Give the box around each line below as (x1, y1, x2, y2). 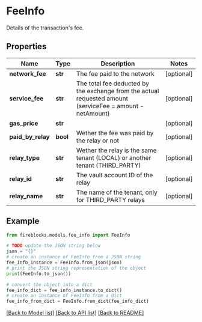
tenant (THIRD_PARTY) (76, 161, 141, 169)
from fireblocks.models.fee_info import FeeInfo (6, 232, 130, 238)
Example (6, 216, 40, 226)
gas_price (9, 119, 38, 127)
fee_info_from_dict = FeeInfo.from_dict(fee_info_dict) (6, 299, 149, 305)
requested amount (76, 94, 128, 103)
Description (100, 59, 135, 67)
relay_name (9, 192, 43, 200)
